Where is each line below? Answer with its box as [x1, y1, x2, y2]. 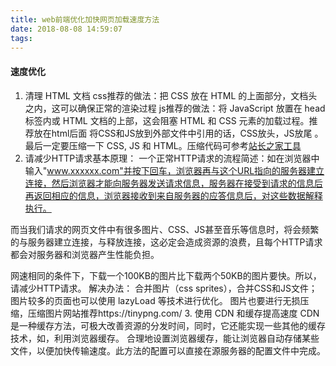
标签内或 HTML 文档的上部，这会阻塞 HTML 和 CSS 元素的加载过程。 [24, 114, 310, 126]
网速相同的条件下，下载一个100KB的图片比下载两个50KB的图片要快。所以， [10, 269, 322, 281]
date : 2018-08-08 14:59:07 [10, 24, 123, 34]
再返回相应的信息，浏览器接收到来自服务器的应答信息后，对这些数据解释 [24, 189, 323, 201]
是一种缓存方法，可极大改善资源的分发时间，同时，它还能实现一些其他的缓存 [10, 319, 326, 331]
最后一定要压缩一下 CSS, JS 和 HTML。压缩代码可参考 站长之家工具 [24, 139, 302, 151]
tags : [10, 33, 33, 43]
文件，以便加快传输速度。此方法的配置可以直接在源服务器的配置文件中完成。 [10, 344, 326, 356]
